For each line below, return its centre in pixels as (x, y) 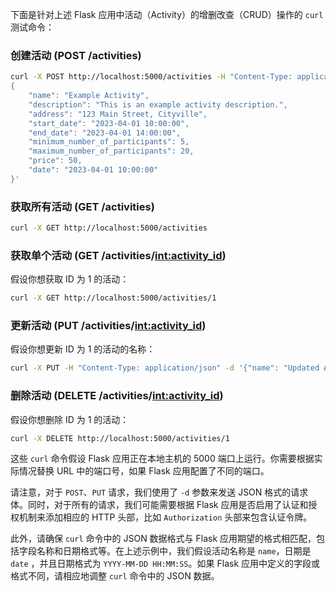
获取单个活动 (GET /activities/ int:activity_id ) (118, 255)
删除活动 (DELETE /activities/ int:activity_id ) (117, 396)
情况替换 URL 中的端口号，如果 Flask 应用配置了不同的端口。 (144, 471)
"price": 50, (55, 161)
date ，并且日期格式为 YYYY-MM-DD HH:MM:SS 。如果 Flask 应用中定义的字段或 (165, 564)
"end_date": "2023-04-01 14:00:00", (105, 133)
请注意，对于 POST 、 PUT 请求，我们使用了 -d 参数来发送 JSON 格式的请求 (159, 492)
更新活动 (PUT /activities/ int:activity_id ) (108, 326)
